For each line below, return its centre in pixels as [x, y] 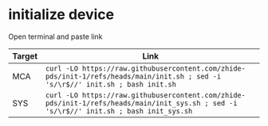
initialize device [61, 15]
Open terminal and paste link [55, 36]
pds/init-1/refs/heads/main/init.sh [115, 76]
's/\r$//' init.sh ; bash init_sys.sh [119, 111]
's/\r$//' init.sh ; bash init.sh [111, 84]
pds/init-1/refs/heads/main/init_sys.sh [123, 103]
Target [25, 55]
